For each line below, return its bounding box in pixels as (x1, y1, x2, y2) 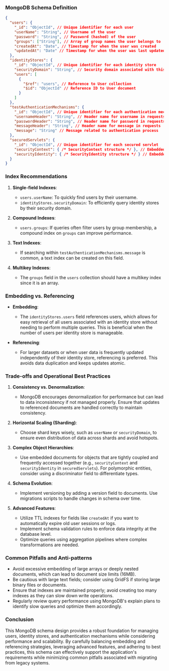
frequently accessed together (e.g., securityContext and (20, 460, 138, 466)
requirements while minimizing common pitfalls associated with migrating (5, 654, 157, 660)
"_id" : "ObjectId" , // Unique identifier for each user (14, 25, 134, 30)
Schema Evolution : (12, 480, 53, 486)
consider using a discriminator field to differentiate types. (20, 471, 139, 477)
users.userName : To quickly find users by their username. (20, 194, 138, 200)
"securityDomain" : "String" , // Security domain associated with (14, 67, 154, 72)
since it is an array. (20, 280, 59, 286)
